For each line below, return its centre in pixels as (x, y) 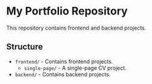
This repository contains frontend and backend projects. (76, 28)
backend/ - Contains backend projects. (63, 74)
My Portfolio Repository (67, 11)
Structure (25, 47)
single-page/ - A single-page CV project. (75, 68)
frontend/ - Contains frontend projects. (64, 61)
